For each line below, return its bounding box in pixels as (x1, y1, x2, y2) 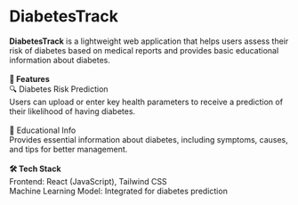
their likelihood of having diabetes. (9, 105, 136, 117)
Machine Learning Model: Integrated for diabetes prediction (9, 185, 229, 196)
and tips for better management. (9, 143, 128, 154)
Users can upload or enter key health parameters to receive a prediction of (9, 96, 283, 107)
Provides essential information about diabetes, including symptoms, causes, (9, 134, 289, 144)
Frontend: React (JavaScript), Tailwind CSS (9, 176, 167, 186)
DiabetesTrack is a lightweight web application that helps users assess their (9, 36, 289, 46)
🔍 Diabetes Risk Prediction (9, 83, 109, 94)
